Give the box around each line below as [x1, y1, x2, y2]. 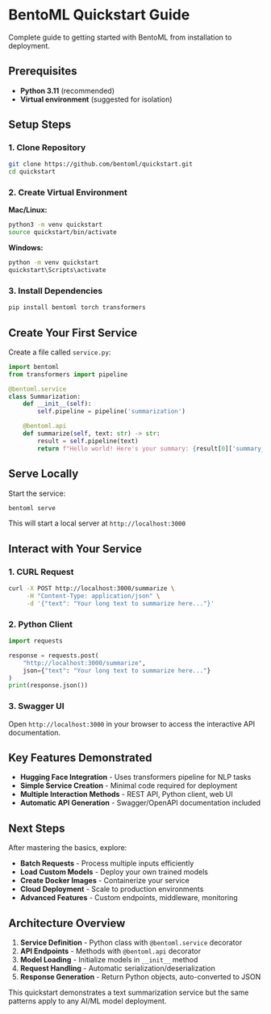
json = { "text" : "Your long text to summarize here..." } [23, 666, 211, 675]
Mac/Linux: [8, 205, 48, 215]
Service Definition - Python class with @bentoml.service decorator [19, 938, 243, 947]
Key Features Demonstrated [8, 751, 152, 765]
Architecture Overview [8, 916, 126, 930]
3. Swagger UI [8, 701, 65, 712]
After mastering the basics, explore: [8, 843, 127, 853]
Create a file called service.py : [8, 347, 111, 357]
